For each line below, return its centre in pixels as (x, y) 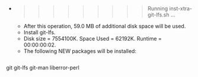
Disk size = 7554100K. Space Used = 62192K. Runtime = (92, 38)
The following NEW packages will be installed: (80, 51)
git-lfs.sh (159, 15)
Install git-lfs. (39, 32)
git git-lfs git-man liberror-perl (43, 68)
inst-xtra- (181, 9)
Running (158, 9)
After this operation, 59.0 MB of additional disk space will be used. (105, 26)
